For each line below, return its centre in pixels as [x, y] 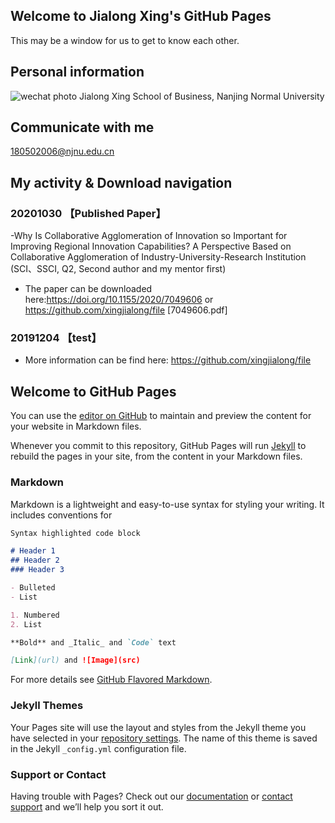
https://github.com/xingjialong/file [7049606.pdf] [126, 310]
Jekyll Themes [47, 706]
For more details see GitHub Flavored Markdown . [111, 680]
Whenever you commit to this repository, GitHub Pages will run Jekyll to [158, 446]
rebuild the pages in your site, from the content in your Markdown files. [156, 456]
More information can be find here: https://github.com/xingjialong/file [168, 360]
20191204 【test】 [56, 338]
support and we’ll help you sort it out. [87, 806]
